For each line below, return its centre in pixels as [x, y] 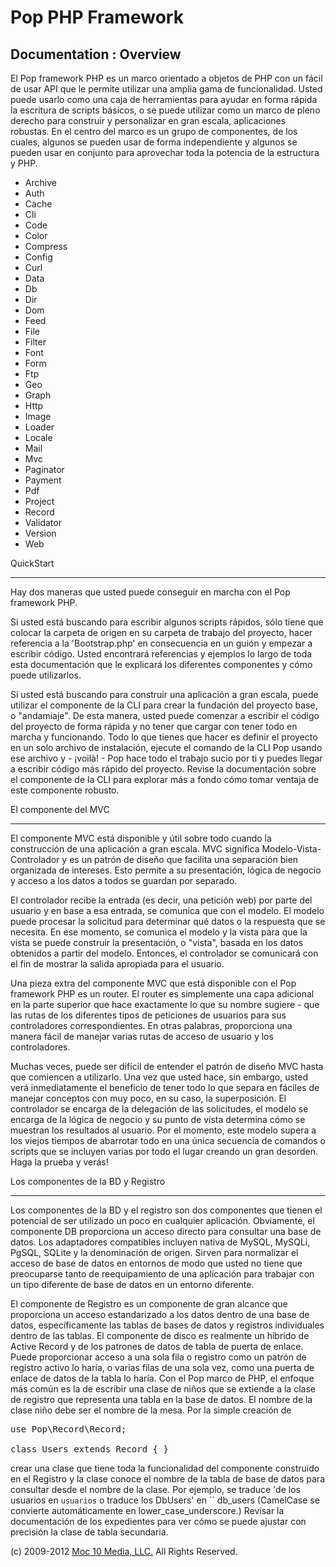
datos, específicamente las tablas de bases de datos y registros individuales [167, 1325]
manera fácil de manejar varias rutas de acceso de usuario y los [142, 1036]
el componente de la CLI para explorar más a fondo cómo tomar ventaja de [165, 779]
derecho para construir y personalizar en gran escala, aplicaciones [148, 120]
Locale [38, 437]
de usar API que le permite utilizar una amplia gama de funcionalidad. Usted [166, 89]
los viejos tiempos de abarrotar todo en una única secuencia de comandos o [168, 1140]
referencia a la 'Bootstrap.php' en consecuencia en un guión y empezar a [161, 643]
